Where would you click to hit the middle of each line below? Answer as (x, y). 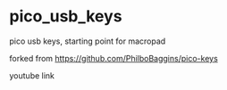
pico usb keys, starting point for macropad (88, 41)
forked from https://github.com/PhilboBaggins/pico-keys (114, 58)
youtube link (32, 75)
